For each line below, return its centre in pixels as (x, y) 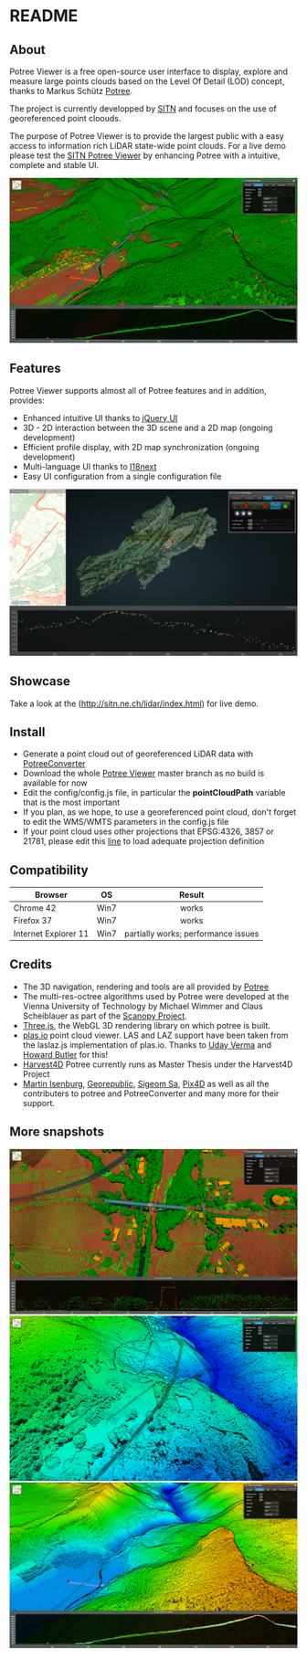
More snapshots (57, 1132)
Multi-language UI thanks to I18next (90, 466)
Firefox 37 (33, 921)
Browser (52, 894)
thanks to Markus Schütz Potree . (71, 91)
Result (192, 894)
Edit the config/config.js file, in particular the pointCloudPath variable (154, 793)
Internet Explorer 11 (51, 934)
